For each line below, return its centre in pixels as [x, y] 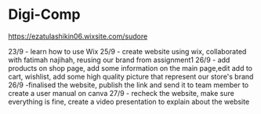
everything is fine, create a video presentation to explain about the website [129, 101]
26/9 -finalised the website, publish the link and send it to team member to [129, 85]
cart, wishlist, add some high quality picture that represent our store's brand [131, 76]
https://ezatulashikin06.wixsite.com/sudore [78, 36]
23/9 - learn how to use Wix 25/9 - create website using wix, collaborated [127, 51]
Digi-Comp [44, 15]
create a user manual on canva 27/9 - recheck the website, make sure [121, 93]
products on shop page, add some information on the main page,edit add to [130, 68]
